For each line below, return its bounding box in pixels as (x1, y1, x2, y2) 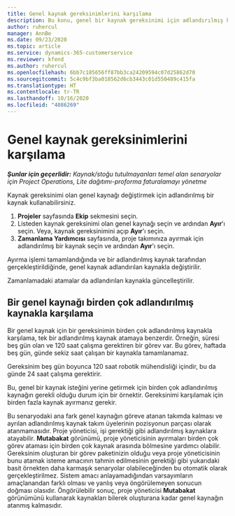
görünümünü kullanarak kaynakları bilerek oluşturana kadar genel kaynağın (7, 494, 224, 502)
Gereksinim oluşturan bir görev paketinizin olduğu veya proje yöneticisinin (7, 449, 220, 457)
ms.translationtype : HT (7, 82, 77, 89)
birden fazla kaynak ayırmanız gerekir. (7, 398, 117, 407)
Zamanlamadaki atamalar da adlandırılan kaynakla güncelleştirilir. (7, 276, 194, 285)
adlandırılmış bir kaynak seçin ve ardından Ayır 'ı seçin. (17, 241, 175, 250)
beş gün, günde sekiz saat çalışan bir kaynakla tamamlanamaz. (7, 348, 189, 357)
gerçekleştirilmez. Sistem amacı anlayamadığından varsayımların (7, 471, 194, 480)
